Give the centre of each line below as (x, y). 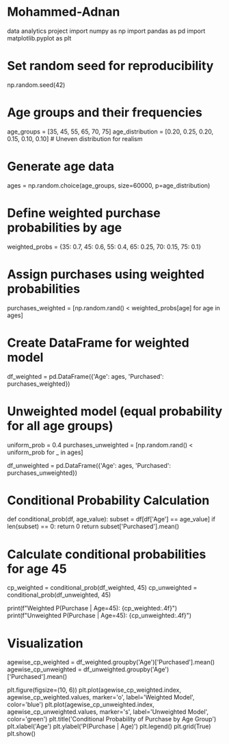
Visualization (45, 643)
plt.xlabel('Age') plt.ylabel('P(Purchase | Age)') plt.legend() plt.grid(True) (109, 726)
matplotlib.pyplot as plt (39, 38)
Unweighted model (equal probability (115, 411)
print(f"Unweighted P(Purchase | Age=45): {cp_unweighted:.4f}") (99, 616)
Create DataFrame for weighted (98, 343)
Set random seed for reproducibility (110, 66)
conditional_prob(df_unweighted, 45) (59, 595)
